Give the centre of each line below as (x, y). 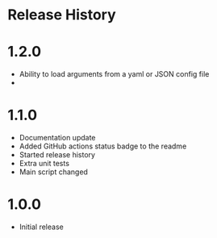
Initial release (41, 227)
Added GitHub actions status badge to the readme (103, 146)
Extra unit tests (44, 164)
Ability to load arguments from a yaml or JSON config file (114, 74)
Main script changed (53, 172)
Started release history (57, 155)
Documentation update (57, 138)
